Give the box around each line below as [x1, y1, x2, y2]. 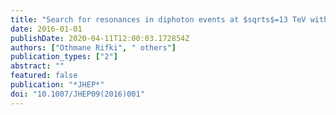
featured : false [10, 71, 78, 81]
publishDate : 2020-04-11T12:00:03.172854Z [10, 33, 190, 43]
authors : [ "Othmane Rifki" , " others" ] [10, 42, 177, 53]
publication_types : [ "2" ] [10, 52, 118, 62]
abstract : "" [10, 61, 65, 71]
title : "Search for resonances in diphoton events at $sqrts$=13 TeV [10, 14, 307, 25]
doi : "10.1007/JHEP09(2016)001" [10, 89, 145, 99]
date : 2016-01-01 [10, 24, 83, 34]
